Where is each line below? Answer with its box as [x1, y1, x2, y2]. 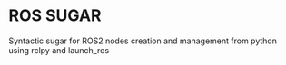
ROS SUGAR [8, 5, 102, 26]
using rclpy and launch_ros [8, 44, 110, 55]
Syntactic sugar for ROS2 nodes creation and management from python [8, 35, 278, 46]
